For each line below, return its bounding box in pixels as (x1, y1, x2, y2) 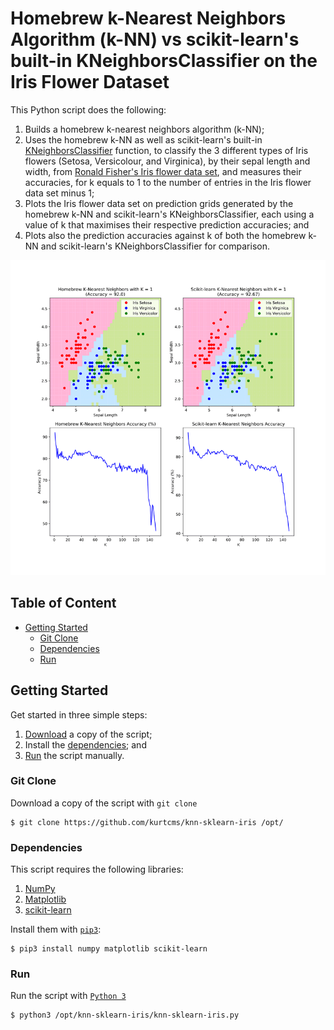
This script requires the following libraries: (10, 863, 184, 876)
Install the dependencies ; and (24, 738, 147, 751)
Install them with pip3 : (10, 923, 102, 936)
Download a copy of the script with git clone (10, 797, 198, 809)
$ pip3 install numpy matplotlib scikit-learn (10, 944, 208, 954)
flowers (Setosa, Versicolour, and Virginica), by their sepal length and (24, 155, 311, 167)
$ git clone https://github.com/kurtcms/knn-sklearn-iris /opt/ (10, 817, 284, 827)
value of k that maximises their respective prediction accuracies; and (24, 218, 310, 231)
